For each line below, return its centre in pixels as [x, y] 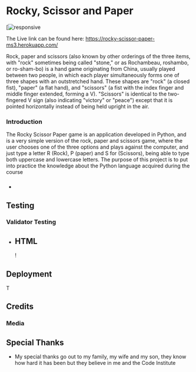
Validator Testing [31, 222]
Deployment [29, 274]
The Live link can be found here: [45, 38]
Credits [20, 307]
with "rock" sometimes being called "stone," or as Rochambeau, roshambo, [98, 62]
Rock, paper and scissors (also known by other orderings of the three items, [98, 56]
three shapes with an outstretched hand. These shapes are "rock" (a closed [98, 81]
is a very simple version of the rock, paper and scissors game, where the [94, 141]
